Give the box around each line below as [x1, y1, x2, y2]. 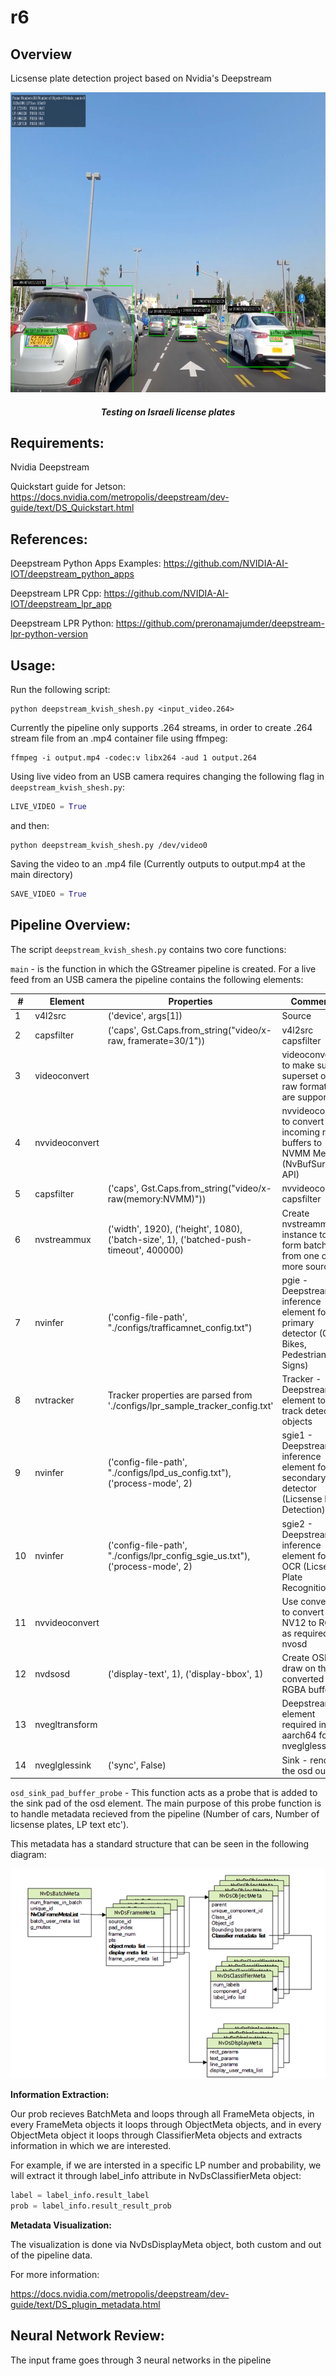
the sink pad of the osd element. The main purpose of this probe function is [10, 1797, 322, 1810]
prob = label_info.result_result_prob [10, 2201, 172, 2211]
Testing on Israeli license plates [100, 406, 236, 418]
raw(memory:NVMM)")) [107, 1193, 207, 1205]
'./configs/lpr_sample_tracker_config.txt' [107, 1399, 274, 1411]
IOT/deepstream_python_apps [10, 568, 135, 580]
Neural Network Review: [10, 2327, 165, 2345]
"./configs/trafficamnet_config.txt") [107, 1322, 253, 1334]
